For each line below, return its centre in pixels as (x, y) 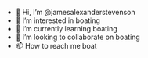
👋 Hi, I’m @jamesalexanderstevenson (75, 12)
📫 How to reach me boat (56, 46)
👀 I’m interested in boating (58, 20)
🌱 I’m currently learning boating (66, 29)
